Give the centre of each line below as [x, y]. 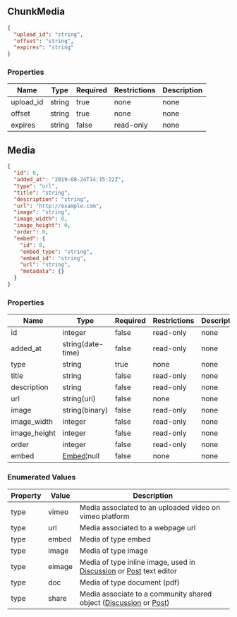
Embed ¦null [81, 456]
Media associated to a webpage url [138, 527]
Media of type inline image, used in [137, 562]
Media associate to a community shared [146, 594]
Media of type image [114, 551]
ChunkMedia [36, 12]
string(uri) [79, 399]
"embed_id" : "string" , [53, 258]
